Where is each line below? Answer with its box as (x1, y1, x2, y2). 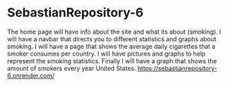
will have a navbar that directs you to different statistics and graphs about (7, 34, 217, 43)
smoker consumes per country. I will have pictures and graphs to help (7, 50, 206, 58)
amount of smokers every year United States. (7, 64, 136, 72)
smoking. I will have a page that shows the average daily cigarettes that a (7, 42, 216, 50)
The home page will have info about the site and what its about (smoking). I (7, 28, 222, 36)
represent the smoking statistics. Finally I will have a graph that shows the (7, 56, 218, 65)
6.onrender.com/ (7, 71, 55, 80)
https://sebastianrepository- (137, 64, 218, 72)
